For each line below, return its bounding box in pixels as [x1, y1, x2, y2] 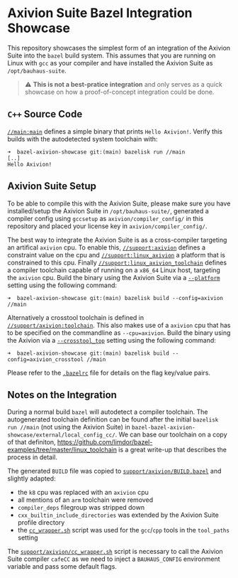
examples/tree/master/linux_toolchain [7, 446, 117, 454]
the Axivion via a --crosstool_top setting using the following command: [7, 336, 216, 344]
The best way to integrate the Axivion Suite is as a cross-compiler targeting [7, 235, 227, 244]
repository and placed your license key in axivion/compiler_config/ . [7, 222, 208, 230]
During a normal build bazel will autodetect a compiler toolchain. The [7, 407, 208, 417]
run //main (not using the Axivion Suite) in [7, 423, 130, 432]
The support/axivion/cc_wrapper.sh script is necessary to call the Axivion [7, 547, 223, 556]
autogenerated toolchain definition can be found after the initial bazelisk [7, 415, 219, 424]
